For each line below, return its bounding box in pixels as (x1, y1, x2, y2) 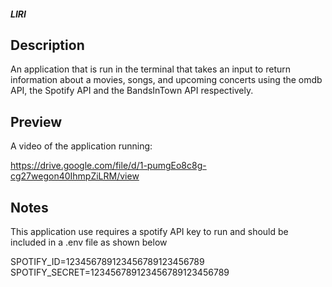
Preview (10, 113, 63, 130)
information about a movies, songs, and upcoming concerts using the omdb (10, 74, 323, 86)
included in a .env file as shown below (10, 236, 168, 249)
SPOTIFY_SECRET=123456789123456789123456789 (10, 266, 230, 279)
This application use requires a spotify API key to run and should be (10, 226, 289, 238)
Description (10, 36, 85, 54)
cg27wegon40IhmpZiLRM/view (10, 170, 140, 182)
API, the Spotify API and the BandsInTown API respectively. (10, 85, 254, 97)
